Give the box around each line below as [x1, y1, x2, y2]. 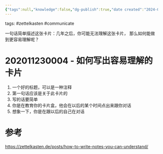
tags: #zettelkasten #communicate [5, 20, 74, 26]
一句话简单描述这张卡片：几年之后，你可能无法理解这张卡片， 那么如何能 [5, 30, 151, 36]
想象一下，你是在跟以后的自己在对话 [12, 108, 85, 114]
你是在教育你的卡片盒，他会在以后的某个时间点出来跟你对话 [12, 102, 131, 108]
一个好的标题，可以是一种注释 [12, 84, 72, 90]
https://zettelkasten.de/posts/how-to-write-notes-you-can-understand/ [5, 143, 148, 149]
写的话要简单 [12, 96, 38, 102]
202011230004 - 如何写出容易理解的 [5, 55, 153, 66]
